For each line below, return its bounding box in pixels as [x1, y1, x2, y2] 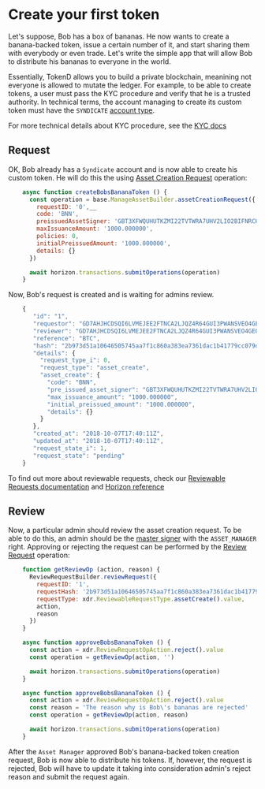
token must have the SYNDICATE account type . [8, 105, 155, 115]
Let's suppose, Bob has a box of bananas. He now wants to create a [8, 32, 230, 41]
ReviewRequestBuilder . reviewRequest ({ [28, 573, 157, 581]
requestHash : [36, 587, 80, 596]
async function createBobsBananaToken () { [22, 188, 168, 196]
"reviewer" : [32, 327, 73, 335]
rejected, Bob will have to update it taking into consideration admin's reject [8, 763, 251, 773]
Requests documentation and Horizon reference [8, 482, 165, 491]
